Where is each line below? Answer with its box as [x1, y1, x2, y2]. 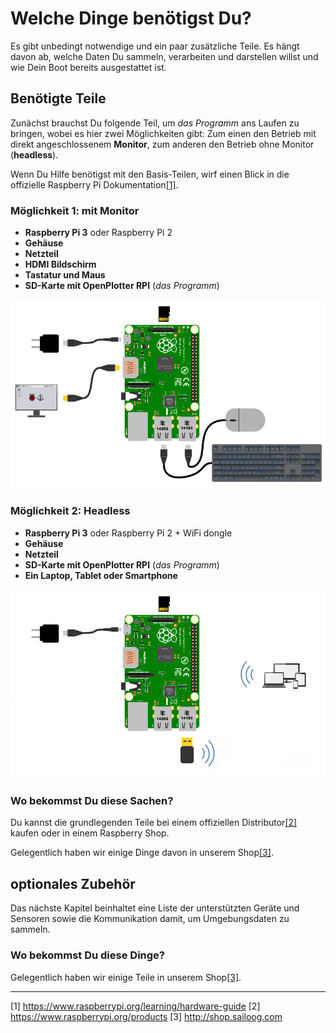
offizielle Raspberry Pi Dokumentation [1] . [10, 178, 179, 191]
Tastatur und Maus [24, 269, 106, 281]
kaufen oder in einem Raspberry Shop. [10, 827, 170, 839]
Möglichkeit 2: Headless [10, 504, 131, 518]
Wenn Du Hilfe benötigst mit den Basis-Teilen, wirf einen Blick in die [10, 168, 290, 180]
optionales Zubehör [10, 875, 136, 892]
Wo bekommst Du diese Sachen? [10, 794, 174, 808]
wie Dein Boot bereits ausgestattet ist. [10, 61, 167, 73]
